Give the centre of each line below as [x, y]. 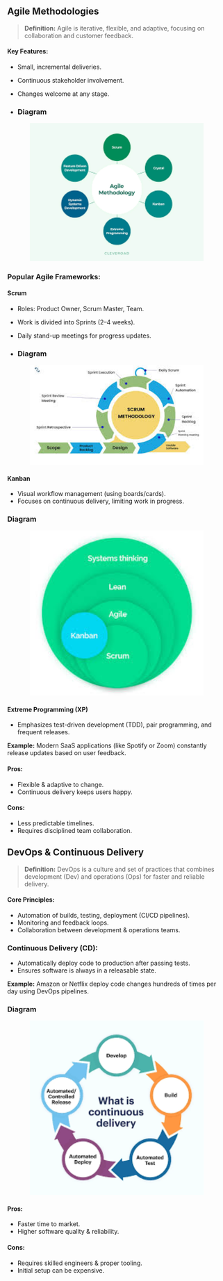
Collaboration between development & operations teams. [99, 929]
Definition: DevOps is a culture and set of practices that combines [119, 869]
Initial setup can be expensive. [61, 1270]
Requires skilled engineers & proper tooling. [80, 1263]
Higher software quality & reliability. [68, 1232]
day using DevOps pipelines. [48, 991]
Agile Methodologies [53, 11]
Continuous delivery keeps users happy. [75, 792]
